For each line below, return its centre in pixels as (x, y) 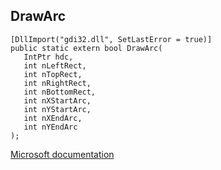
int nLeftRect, (55, 65)
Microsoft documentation (62, 154)
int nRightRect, (57, 83)
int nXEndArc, (53, 118)
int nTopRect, (53, 74)
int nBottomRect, (60, 92)
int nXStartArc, (57, 100)
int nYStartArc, (57, 109)
